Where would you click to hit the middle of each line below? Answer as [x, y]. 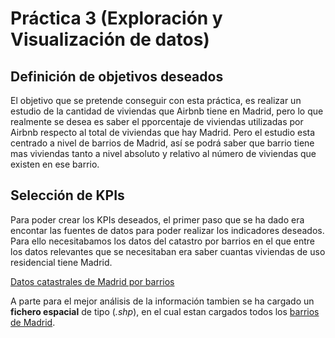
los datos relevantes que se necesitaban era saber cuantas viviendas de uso [168, 251]
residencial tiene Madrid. [61, 262]
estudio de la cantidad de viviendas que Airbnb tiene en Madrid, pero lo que [167, 111]
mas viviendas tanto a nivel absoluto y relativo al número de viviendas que [163, 153]
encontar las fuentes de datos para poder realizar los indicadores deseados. [167, 230]
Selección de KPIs [67, 195]
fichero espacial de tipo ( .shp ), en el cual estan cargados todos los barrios [165, 311]
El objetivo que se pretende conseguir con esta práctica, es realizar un [156, 100]
